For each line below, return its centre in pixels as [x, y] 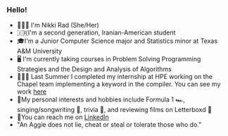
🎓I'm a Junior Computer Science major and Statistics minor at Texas [117, 41]
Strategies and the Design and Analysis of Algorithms [94, 69]
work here [32, 92]
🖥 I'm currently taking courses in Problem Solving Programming [109, 59]
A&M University [39, 51]
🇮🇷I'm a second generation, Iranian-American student [96, 32]
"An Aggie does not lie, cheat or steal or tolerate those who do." [109, 125]
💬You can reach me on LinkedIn [63, 117]
